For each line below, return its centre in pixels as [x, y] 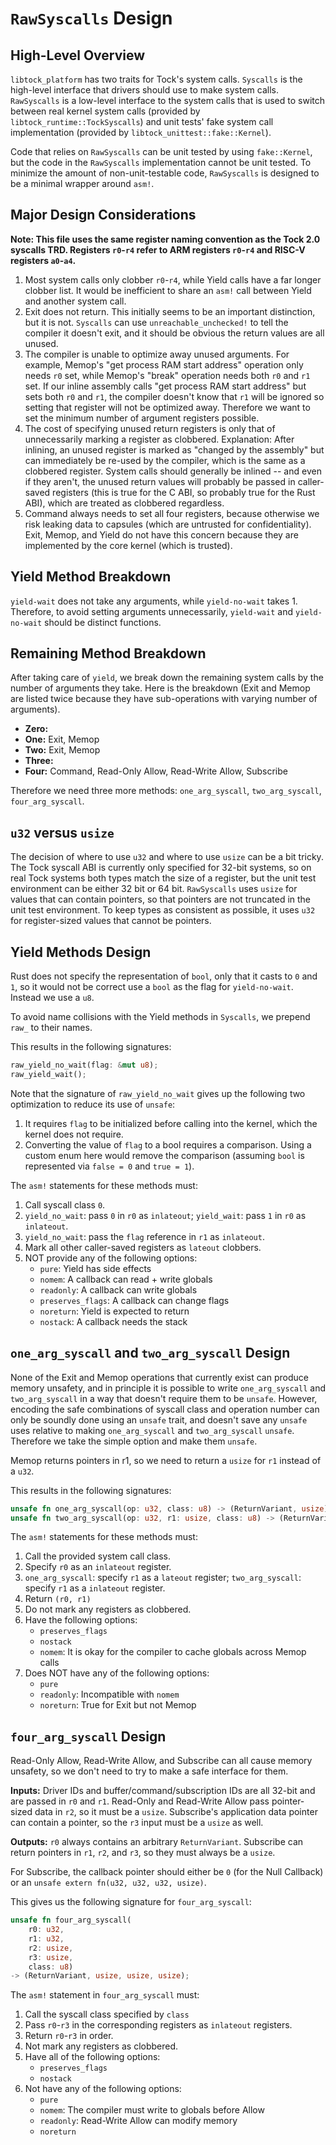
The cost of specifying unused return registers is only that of [150, 428]
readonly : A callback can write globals [118, 1289]
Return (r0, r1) [58, 1599]
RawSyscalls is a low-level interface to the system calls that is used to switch [167, 100]
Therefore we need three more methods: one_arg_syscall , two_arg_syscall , [166, 791]
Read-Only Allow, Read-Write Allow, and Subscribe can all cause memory [161, 1761]
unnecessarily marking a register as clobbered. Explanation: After [159, 439]
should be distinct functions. [103, 622]
